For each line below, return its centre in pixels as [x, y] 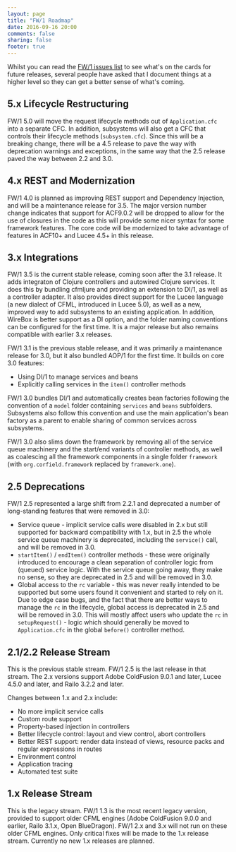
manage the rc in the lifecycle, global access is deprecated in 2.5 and [118, 608]
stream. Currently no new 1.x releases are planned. [81, 841]
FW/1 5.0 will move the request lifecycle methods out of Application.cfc [112, 121]
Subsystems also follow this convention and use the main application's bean [118, 413]
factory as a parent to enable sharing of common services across [102, 420]
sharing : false [30, 40]
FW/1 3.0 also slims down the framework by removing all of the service [110, 442]
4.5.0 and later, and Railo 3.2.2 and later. [66, 684]
